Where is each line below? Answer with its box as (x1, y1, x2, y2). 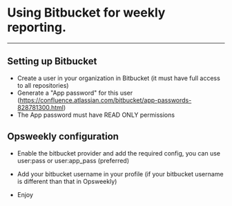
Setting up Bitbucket (7, 55, 97, 67)
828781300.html (17, 103, 64, 111)
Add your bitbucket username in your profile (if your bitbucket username (17, 169, 224, 178)
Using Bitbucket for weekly (7, 5, 166, 21)
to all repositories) (17, 81, 69, 89)
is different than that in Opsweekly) (17, 177, 117, 185)
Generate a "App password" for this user (17, 88, 133, 97)
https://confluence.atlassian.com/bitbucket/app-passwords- (19, 95, 192, 104)
